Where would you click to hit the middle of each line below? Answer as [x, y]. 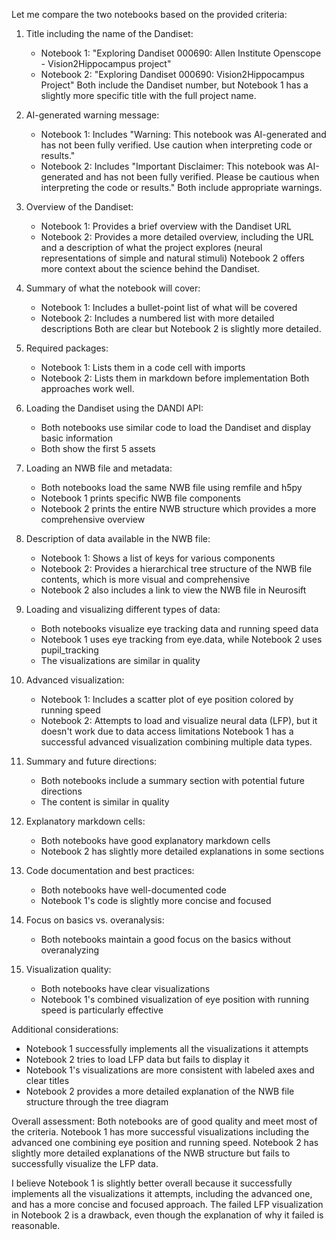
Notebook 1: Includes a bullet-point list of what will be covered [169, 307]
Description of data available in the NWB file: [118, 538]
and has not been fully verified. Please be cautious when [202, 177]
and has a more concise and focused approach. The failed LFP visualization [167, 1204]
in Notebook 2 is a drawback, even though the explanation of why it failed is [167, 1215]
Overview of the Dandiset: [79, 207]
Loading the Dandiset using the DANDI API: [114, 408]
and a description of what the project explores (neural [151, 247]
